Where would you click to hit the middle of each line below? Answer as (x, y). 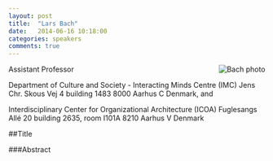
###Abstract (30, 150)
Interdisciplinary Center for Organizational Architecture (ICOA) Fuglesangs (133, 110)
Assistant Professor (42, 69)
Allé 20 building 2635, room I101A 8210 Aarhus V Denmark (106, 118)
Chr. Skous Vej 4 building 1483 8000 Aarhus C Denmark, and (111, 94)
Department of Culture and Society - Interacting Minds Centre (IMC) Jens (132, 85)
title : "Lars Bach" (44, 24)
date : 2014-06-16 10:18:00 (58, 31)
